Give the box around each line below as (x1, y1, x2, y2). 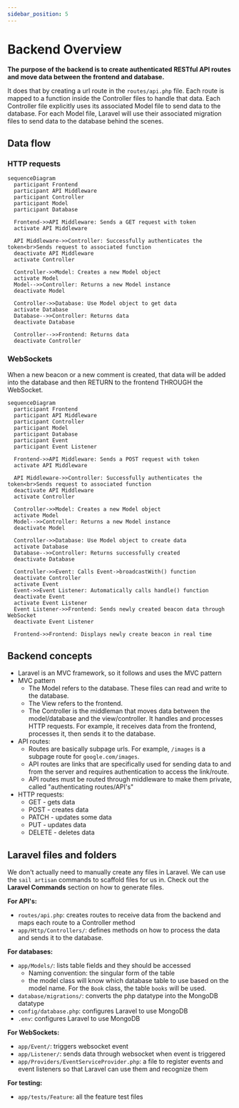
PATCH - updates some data (28, 813, 112, 822)
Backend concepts (7, 649, 93, 662)
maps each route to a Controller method (17, 919, 136, 927)
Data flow (7, 137, 51, 149)
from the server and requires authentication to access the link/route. (28, 767, 230, 776)
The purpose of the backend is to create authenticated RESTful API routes (7, 65, 231, 74)
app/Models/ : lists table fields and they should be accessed (17, 962, 191, 970)
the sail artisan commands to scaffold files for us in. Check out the (7, 876, 209, 884)
